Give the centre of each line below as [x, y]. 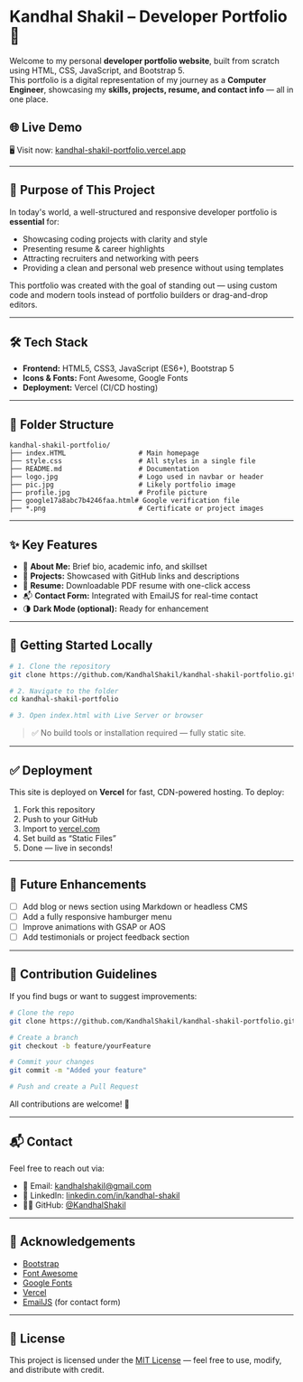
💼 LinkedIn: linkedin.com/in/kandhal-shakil [101, 1195]
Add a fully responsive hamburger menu [97, 916]
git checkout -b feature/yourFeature [80, 1046]
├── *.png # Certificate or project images [137, 509]
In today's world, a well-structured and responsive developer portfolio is [143, 212]
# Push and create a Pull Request [74, 1087]
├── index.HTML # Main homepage [105, 453]
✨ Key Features [53, 545]
